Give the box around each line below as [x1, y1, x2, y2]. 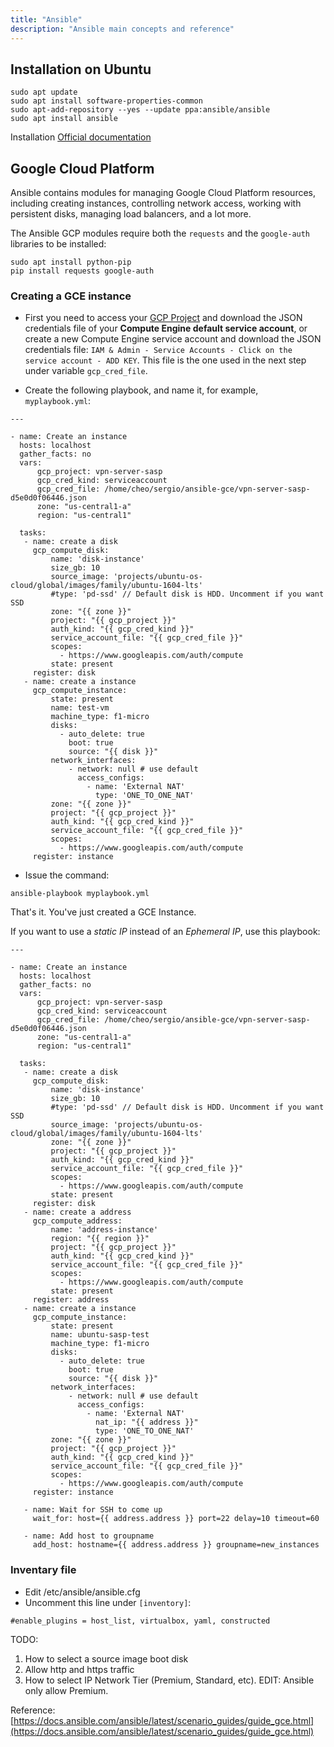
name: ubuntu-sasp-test [50, 1330, 150, 1340]
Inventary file [10, 1563, 77, 1577]
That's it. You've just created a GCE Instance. [10, 906, 197, 918]
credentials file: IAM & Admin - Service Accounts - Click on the [24, 344, 293, 356]
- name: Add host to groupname [23, 1531, 155, 1541]
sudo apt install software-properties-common [10, 96, 203, 106]
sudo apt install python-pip [10, 257, 132, 268]
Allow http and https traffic [24, 1663, 135, 1675]
